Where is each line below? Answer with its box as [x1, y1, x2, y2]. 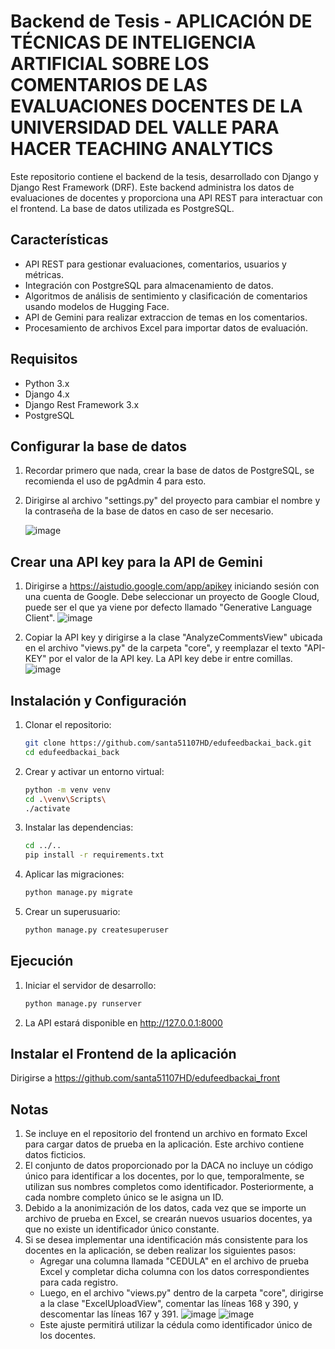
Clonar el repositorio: [24, 719, 112, 730]
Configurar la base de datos [10, 438, 188, 455]
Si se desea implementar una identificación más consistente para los [24, 1234, 308, 1246]
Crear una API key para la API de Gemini [10, 553, 263, 570]
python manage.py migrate [24, 888, 133, 898]
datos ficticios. [24, 1149, 87, 1161]
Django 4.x [24, 388, 70, 400]
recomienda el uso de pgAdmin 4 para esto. [24, 475, 207, 487]
